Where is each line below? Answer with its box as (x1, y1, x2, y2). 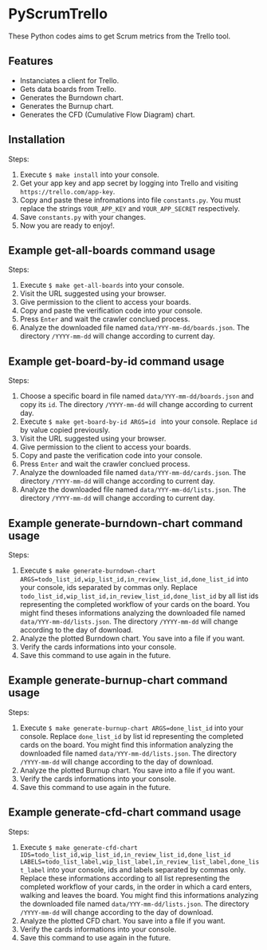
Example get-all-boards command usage (8, 243, 216, 257)
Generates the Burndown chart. (19, 93, 124, 102)
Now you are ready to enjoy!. (19, 221, 116, 230)
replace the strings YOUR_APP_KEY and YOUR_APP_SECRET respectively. (19, 203, 241, 213)
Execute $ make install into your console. (19, 170, 159, 179)
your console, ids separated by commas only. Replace (19, 583, 198, 592)
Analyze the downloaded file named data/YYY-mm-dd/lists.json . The (19, 485, 246, 494)
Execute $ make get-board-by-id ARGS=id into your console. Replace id (19, 417, 257, 426)
